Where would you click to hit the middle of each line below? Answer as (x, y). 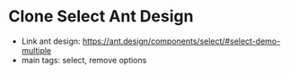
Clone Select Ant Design (101, 16)
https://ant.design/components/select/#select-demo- (182, 41)
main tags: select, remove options (84, 60)
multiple (36, 50)
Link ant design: (51, 41)
